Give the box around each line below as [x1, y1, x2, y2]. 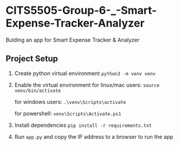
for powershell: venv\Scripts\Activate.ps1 [14, 109, 122, 117]
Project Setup [5, 53, 59, 64]
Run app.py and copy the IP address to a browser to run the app [14, 133, 174, 140]
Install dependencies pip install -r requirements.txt [14, 121, 152, 129]
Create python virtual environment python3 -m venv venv [14, 70, 155, 77]
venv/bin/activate [14, 88, 61, 94]
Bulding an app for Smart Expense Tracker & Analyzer [5, 36, 140, 43]
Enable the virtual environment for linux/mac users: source [14, 81, 160, 88]
